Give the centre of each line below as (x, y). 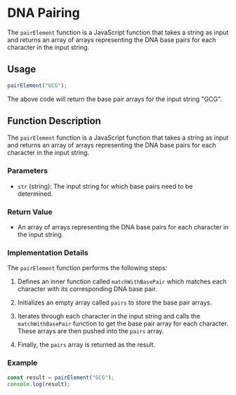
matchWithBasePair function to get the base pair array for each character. (123, 323)
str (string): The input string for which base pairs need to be (105, 186)
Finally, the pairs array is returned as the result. (86, 344)
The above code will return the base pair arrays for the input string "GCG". (115, 99)
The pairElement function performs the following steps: (87, 268)
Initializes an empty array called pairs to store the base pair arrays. (114, 302)
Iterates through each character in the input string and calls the (109, 316)
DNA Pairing (44, 13)
